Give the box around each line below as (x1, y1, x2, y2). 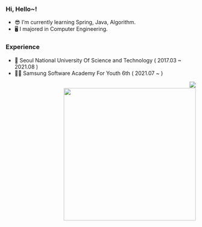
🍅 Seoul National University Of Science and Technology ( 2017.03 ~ (14, 56, 182, 64)
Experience (5, 43, 40, 51)
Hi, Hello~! (5, 5, 37, 13)
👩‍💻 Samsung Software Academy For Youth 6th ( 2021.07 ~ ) (14, 69, 163, 77)
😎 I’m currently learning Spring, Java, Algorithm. (14, 19, 136, 26)
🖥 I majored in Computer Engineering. (14, 25, 108, 33)
